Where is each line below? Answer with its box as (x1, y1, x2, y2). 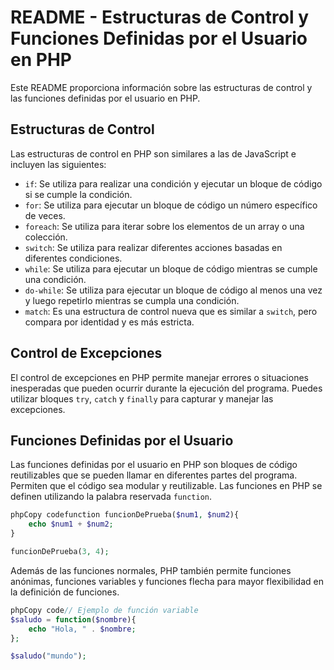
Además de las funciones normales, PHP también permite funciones (10, 564, 292, 576)
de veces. (24, 209, 66, 221)
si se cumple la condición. (24, 188, 133, 200)
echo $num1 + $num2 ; (28, 519, 114, 530)
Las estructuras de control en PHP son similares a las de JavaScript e (10, 147, 297, 160)
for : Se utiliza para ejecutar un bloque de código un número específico (24, 199, 318, 211)
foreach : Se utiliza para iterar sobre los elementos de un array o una (24, 220, 305, 232)
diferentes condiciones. (24, 252, 123, 264)
